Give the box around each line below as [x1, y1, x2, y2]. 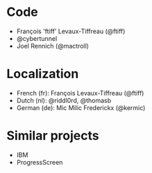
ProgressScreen [16, 158, 63, 166]
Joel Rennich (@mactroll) [16, 42, 90, 50]
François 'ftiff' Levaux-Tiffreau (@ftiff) [16, 27, 126, 35]
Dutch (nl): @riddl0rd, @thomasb [16, 96, 112, 104]
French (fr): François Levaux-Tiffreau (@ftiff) [16, 89, 144, 97]
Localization [6, 66, 79, 82]
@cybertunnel [16, 34, 58, 42]
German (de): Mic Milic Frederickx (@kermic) [16, 103, 146, 111]
